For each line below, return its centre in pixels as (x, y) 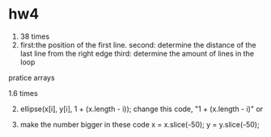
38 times (35, 36)
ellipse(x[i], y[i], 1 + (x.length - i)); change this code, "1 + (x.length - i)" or (142, 109)
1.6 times (23, 93)
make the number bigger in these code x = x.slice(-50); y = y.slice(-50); (140, 124)
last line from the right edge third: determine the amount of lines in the (137, 53)
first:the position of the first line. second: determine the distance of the (138, 44)
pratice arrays (32, 77)
